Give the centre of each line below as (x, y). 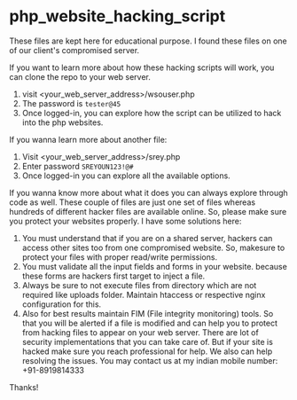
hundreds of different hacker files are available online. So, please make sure (148, 211)
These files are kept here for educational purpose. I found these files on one (148, 41)
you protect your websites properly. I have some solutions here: (125, 221)
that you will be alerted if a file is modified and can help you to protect (149, 323)
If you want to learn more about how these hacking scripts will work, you (142, 67)
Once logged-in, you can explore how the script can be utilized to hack (152, 113)
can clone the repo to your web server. (80, 76)
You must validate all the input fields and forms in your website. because (155, 266)
